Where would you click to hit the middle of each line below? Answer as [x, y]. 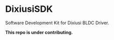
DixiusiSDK [29, 9]
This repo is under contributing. [39, 32]
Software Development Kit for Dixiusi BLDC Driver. [57, 23]
